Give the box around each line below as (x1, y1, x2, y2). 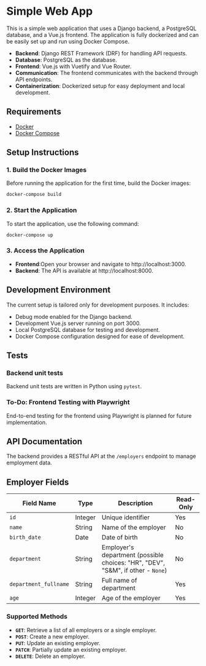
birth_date (9, 534, 41, 541)
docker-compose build (6, 192, 62, 198)
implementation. (6, 418, 47, 426)
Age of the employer (101, 594, 161, 603)
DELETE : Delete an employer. (15, 652, 86, 660)
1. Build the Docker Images (6, 166, 87, 174)
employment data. (6, 459, 52, 466)
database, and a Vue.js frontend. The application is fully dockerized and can (6, 31, 199, 38)
